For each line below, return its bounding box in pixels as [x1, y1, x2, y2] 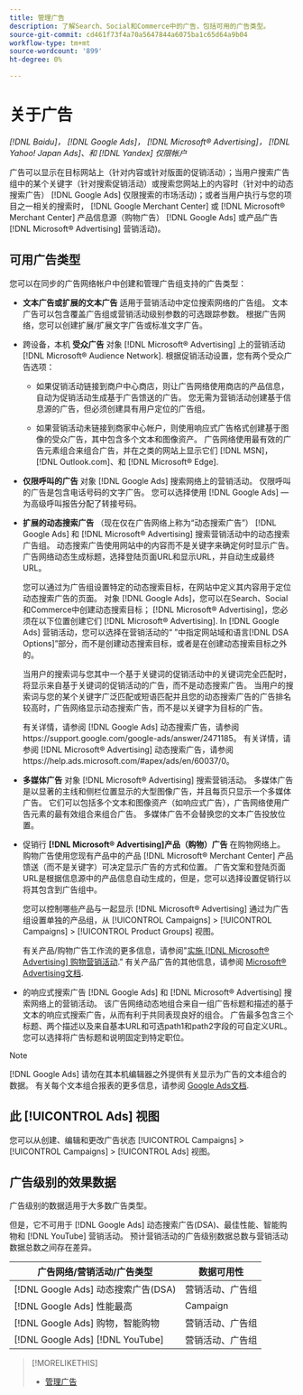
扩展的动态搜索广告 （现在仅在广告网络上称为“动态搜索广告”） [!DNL [22, 516, 277, 528]
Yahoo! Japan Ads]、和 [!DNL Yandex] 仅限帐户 [9, 147, 188, 158]
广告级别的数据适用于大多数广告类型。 [9, 1200, 151, 1211]
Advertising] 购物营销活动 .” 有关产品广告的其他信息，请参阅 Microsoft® [22, 956, 287, 967]
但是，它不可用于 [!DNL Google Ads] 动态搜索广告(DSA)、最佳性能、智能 [9, 1220, 280, 1231]
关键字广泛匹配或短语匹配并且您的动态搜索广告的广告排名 [78, 691, 291, 702]
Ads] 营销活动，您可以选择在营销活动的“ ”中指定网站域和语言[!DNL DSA [22, 627, 289, 637]
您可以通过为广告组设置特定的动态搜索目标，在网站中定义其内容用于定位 [22, 581, 291, 592]
